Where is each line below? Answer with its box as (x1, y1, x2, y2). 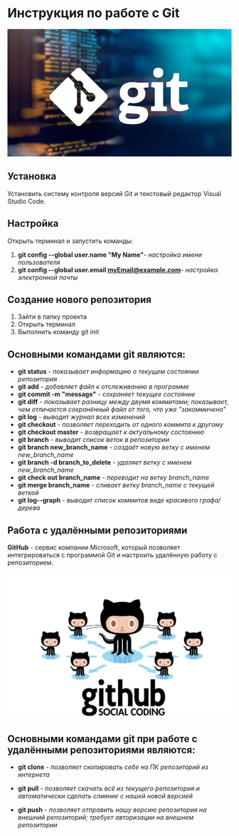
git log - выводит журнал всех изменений (17, 413, 146, 421)
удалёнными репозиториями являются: (7, 743, 196, 756)
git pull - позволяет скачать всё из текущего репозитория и (17, 784, 201, 793)
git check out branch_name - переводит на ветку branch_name (17, 473, 210, 482)
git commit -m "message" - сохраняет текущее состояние (17, 390, 196, 398)
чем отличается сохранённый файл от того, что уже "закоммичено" (17, 405, 226, 414)
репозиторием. (7, 558, 54, 567)
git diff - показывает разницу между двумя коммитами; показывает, (17, 398, 229, 406)
